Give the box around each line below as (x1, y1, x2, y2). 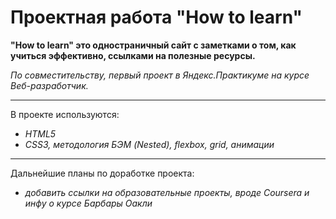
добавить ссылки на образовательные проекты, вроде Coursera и (24, 186, 310, 198)
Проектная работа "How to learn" (10, 6, 303, 29)
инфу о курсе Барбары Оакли (24, 197, 153, 209)
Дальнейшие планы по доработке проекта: (10, 167, 195, 179)
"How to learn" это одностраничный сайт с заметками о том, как (10, 39, 297, 51)
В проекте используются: (10, 108, 120, 120)
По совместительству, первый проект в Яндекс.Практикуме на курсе (10, 69, 310, 81)
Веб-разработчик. (10, 79, 89, 91)
